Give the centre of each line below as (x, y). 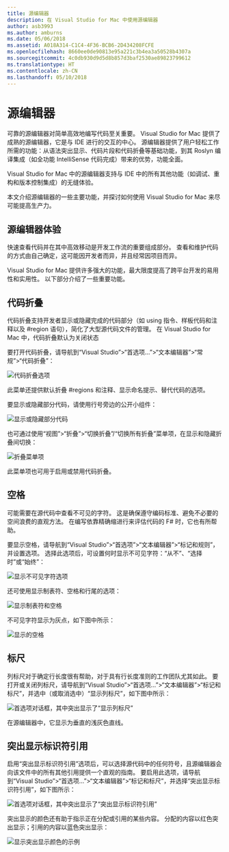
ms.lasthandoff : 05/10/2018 (47, 77)
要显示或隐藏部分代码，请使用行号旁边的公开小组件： (82, 404)
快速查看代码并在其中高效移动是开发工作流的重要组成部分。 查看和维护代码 (113, 247)
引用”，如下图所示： (48, 790)
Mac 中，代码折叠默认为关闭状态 (53, 338)
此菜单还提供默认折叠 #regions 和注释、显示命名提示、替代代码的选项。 (108, 390)
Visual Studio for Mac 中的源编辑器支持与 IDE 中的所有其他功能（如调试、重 (113, 174)
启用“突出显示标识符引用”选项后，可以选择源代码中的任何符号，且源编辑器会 (114, 764)
